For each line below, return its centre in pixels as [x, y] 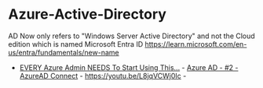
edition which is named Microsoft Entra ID [76, 44]
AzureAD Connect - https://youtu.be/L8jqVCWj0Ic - [103, 76]
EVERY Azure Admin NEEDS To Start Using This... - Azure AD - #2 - [129, 67]
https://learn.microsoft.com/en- [196, 44]
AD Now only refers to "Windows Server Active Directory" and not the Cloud [131, 36]
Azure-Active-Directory [88, 14]
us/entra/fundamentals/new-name [64, 52]
